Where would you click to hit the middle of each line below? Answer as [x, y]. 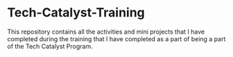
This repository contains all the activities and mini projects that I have [106, 32]
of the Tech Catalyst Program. [50, 46]
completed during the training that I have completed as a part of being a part [116, 38]
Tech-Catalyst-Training [76, 13]
